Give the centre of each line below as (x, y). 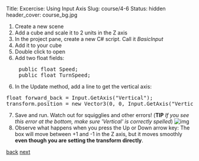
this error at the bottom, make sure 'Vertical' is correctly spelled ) (94, 121)
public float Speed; (48, 69)
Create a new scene (39, 26)
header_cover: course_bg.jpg (42, 15)
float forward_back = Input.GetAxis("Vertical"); (80, 98)
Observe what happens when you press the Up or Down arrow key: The (102, 128)
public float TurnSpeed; (54, 75)
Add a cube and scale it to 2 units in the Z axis (71, 33)
